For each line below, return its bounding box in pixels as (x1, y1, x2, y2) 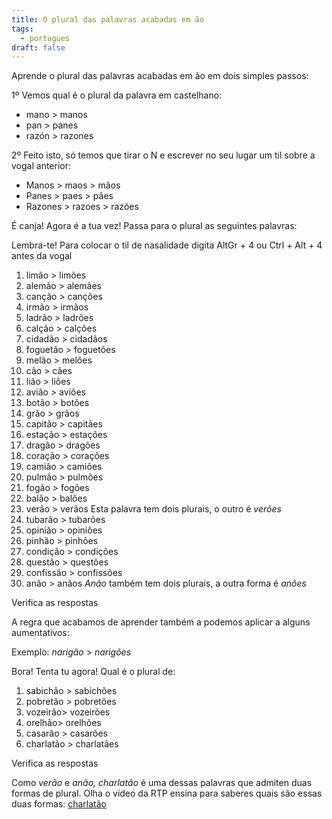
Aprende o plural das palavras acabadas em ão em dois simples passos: (11, 70, 309, 82)
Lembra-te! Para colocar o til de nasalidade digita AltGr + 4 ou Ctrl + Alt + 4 (11, 239, 323, 251)
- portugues (20, 33, 71, 43)
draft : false (11, 42, 66, 53)
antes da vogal (11, 250, 73, 262)
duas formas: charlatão (11, 798, 107, 810)
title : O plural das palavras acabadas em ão (11, 14, 204, 25)
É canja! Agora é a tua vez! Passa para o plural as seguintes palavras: (11, 220, 298, 232)
